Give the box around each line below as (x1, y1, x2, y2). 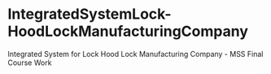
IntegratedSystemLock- (7, 5, 172, 24)
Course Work (7, 58, 52, 67)
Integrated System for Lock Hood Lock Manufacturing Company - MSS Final (7, 49, 264, 59)
